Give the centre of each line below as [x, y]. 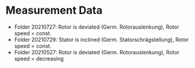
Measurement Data [54, 10]
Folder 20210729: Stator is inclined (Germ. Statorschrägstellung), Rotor [101, 39]
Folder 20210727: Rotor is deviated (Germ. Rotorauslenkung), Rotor [97, 27]
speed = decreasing [39, 58]
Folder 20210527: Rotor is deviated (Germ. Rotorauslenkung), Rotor [97, 52]
